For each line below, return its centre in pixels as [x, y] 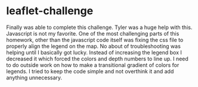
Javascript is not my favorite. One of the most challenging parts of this [93, 33]
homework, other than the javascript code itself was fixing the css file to [95, 40]
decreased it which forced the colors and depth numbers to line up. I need [98, 59]
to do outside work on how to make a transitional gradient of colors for [93, 65]
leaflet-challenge [50, 11]
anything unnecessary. [34, 78]
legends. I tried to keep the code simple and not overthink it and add [90, 71]
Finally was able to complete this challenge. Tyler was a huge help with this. [99, 27]
